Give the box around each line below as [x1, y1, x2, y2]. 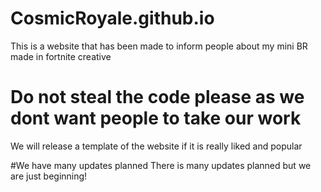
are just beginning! [10, 170, 88, 182]
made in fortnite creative [10, 50, 112, 62]
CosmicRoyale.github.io [10, 7, 215, 30]
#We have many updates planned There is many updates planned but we [10, 159, 312, 171]
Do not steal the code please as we [10, 86, 305, 109]
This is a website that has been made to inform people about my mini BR [10, 40, 308, 52]
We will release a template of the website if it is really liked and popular [10, 140, 303, 152]
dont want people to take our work [10, 107, 302, 130]
